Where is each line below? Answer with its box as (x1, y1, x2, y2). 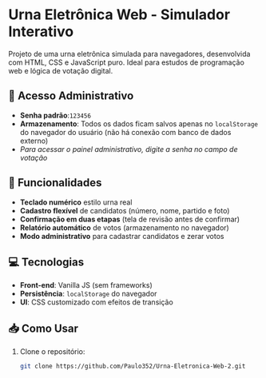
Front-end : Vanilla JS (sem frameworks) (19, 281, 153, 290)
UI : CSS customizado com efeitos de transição (19, 297, 173, 307)
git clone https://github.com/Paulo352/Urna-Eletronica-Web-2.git (19, 362, 246, 371)
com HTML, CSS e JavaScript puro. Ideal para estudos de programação (8, 58, 245, 67)
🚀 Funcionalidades (8, 176, 102, 189)
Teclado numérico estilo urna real (19, 197, 133, 207)
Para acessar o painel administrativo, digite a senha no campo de (19, 144, 238, 153)
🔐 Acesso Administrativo (8, 90, 134, 103)
